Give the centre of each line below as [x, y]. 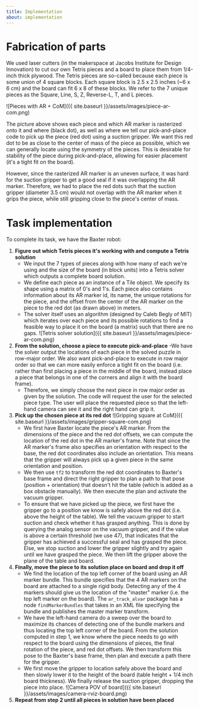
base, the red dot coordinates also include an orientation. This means [108, 454]
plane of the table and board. [59, 561]
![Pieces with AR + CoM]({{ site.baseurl [54, 106]
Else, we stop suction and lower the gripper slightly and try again [103, 548]
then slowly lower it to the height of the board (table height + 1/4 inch [108, 675]
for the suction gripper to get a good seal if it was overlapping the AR [91, 180]
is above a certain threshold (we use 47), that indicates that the [101, 536]
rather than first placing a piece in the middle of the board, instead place [103, 371]
